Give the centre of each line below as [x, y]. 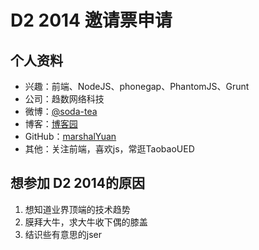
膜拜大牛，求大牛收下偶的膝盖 [86, 222]
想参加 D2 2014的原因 [77, 183]
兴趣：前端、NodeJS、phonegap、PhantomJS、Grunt [137, 86]
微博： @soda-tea [61, 111]
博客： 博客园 [51, 124]
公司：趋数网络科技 [64, 99]
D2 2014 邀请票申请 [91, 20]
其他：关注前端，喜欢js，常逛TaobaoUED [109, 149]
